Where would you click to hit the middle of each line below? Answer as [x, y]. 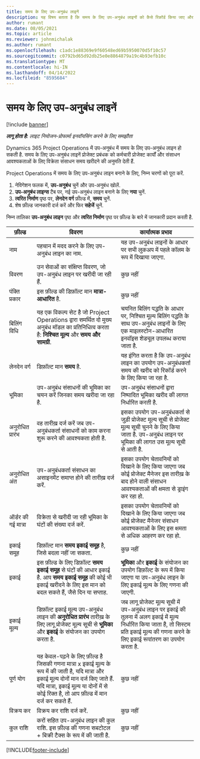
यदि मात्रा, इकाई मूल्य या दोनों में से [72, 686]
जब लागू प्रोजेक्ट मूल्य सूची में [151, 602]
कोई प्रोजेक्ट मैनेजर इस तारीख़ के [156, 474]
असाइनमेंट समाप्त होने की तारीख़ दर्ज [76, 478]
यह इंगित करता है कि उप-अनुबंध [156, 356]
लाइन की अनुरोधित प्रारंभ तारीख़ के [73, 617]
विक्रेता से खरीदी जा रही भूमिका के [72, 517]
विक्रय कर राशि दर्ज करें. [62, 711]
